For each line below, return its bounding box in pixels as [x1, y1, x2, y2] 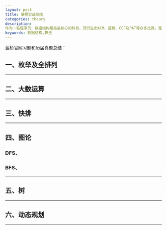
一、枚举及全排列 [5, 61, 58, 69]
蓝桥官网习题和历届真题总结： [5, 45, 66, 50]
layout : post [5, 7, 32, 12]
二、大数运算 [5, 85, 45, 94]
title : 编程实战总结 [5, 12, 43, 17]
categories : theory [5, 16, 46, 21]
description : [5, 21, 32, 26]
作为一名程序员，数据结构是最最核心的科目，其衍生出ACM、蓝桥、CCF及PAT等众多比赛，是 [5, 26, 163, 31]
